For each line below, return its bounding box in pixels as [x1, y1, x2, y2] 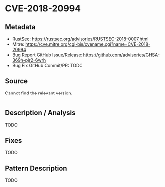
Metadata [5, 23, 36, 31]
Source [5, 77, 28, 85]
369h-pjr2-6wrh [12, 57, 46, 63]
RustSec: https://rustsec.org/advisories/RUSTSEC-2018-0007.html [12, 36, 149, 42]
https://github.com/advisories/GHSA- [83, 52, 160, 58]
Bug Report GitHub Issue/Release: [12, 52, 82, 58]
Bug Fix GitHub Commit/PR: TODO [12, 63, 83, 68]
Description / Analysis [5, 109, 76, 117]
